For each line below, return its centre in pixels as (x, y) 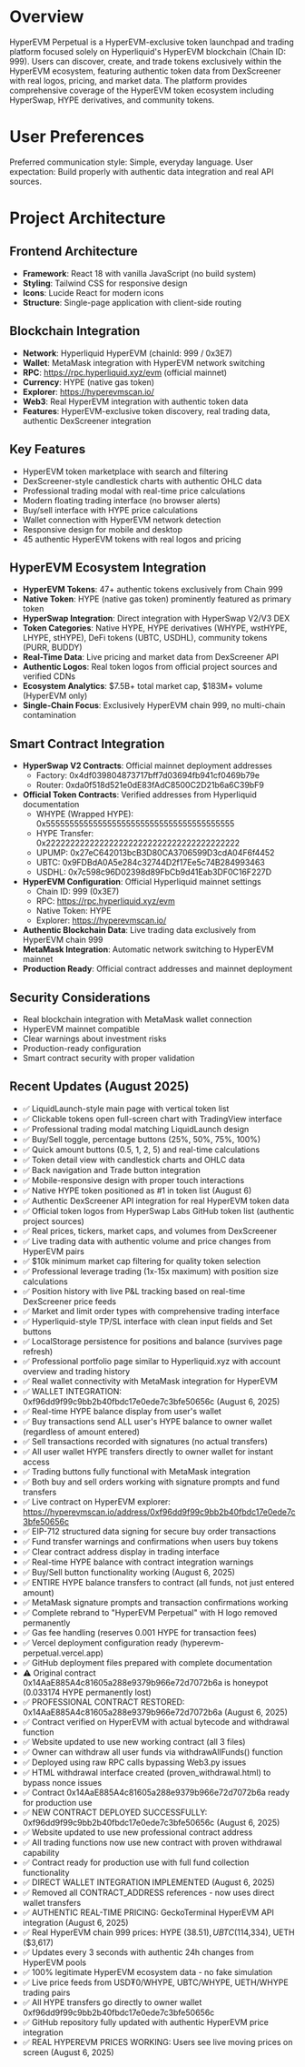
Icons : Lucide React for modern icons (93, 292)
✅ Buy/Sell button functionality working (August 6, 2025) (129, 1572)
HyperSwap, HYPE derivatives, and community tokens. (112, 100)
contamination (49, 715)
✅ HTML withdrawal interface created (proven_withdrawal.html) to (147, 1772)
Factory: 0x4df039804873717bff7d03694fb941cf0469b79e (148, 775)
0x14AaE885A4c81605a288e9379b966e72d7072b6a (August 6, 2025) (155, 1712)
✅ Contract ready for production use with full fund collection (136, 1862)
